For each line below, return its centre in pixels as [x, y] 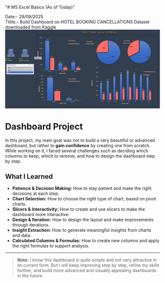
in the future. [30, 276]
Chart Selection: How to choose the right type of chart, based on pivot [84, 199]
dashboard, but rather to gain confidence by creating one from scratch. [78, 145]
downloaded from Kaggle [31, 27]
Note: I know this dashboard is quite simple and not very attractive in [87, 260]
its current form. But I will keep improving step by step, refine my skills [88, 265]
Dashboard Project [44, 126]
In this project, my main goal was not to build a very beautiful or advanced [80, 140]
